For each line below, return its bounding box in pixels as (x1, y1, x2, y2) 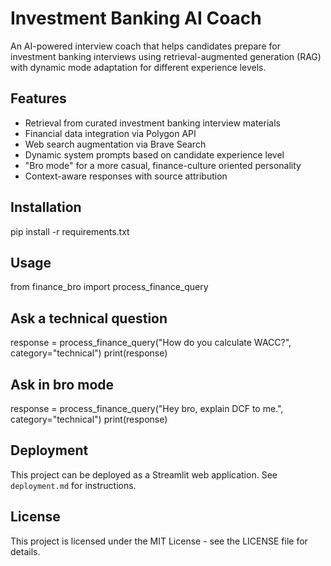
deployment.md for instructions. (10, 479, 137, 491)
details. (10, 545, 41, 557)
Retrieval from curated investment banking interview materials (24, 117, 281, 129)
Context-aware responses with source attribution (24, 170, 228, 182)
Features (10, 90, 67, 107)
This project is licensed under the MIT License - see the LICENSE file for (10, 535, 308, 547)
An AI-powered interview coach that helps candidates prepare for (10, 40, 281, 52)
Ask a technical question (10, 310, 168, 327)
